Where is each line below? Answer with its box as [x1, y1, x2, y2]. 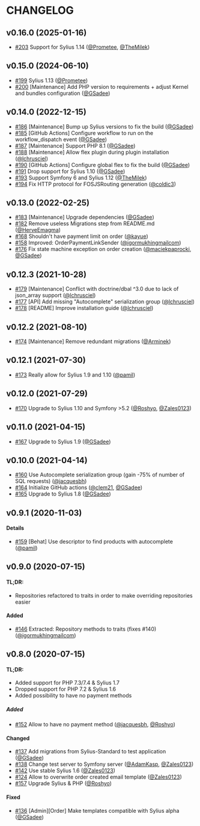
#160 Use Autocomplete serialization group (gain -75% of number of [14, 471, 185, 478]
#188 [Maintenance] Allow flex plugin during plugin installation [14, 148, 169, 156]
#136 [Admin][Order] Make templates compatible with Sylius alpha [14, 807, 180, 814]
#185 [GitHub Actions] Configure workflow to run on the [14, 129, 154, 136]
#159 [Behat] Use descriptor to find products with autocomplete [14, 538, 173, 545]
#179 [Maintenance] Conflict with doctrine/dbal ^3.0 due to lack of [14, 285, 179, 293]
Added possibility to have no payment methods [14, 692, 132, 699]
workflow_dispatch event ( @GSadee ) [14, 136, 107, 143]
